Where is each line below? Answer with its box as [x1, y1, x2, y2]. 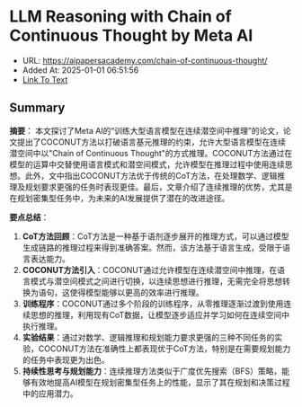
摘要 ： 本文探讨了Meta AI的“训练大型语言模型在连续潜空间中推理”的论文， [9, 125, 283, 136]
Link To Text [22, 74, 68, 84]
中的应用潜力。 [22, 388, 78, 399]
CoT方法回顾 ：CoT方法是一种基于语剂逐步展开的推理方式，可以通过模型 [22, 231, 289, 242]
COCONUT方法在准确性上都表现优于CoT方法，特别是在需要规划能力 [38, 343, 291, 354]
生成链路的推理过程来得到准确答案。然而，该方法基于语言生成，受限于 [22, 242, 283, 252]
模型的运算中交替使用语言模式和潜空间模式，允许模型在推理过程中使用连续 [9, 159, 285, 170]
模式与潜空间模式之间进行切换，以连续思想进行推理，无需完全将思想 [30, 276, 283, 287]
